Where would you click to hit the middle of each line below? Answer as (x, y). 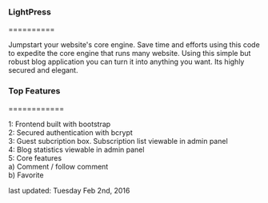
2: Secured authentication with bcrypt (71, 132)
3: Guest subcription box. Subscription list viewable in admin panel (118, 141)
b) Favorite (26, 175)
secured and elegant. (43, 70)
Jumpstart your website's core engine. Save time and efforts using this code (134, 45)
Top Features (34, 91)
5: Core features (35, 157)
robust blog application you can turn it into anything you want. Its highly (126, 62)
